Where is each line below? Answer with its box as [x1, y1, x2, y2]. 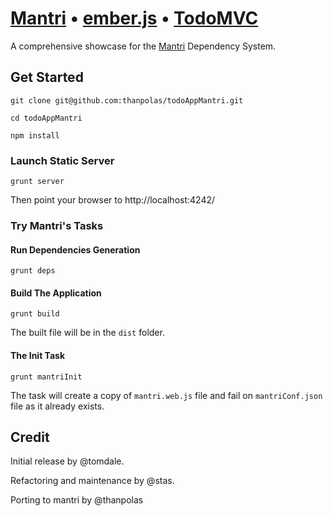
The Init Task [10, 349, 66, 361]
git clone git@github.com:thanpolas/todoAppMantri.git [10, 95, 244, 106]
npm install [10, 130, 60, 141]
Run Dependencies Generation [10, 243, 141, 256]
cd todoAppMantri [10, 113, 83, 123]
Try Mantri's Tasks [10, 218, 104, 232]
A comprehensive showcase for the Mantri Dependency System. [10, 40, 277, 52]
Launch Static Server [10, 153, 115, 167]
